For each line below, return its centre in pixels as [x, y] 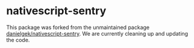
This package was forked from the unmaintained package [78, 27]
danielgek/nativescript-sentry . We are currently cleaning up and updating [97, 33]
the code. [18, 40]
